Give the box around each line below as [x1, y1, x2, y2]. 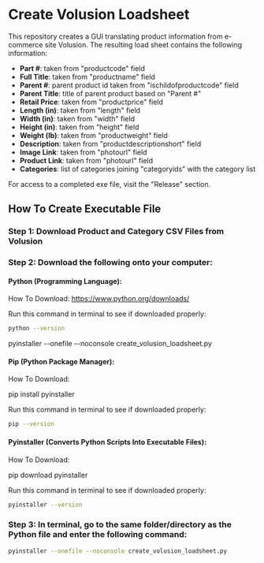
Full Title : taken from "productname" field [19, 72, 156, 81]
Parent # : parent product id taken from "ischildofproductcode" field [19, 80, 239, 90]
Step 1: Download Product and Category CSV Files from [8, 226, 225, 237]
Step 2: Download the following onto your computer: [8, 257, 213, 268]
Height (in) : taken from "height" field [19, 122, 139, 132]
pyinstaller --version [8, 501, 83, 509]
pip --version [8, 420, 55, 428]
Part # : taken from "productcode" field [19, 63, 146, 73]
